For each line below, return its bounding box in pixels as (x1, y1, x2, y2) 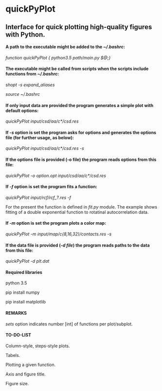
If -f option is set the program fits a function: (5, 184, 98, 190)
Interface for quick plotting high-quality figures (5, 23, 152, 31)
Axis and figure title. (5, 371, 46, 377)
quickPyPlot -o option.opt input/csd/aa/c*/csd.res (5, 173, 107, 178)
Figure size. (5, 380, 29, 386)
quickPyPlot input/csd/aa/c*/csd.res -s (5, 145, 84, 151)
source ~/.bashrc (5, 91, 40, 97)
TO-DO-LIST (5, 332, 31, 338)
